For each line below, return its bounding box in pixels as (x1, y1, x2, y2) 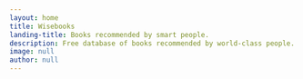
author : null (9, 55, 59, 64)
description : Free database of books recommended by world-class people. (9, 38, 296, 48)
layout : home (9, 13, 59, 23)
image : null (9, 47, 55, 56)
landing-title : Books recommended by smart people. (9, 30, 209, 39)
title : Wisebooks (9, 22, 76, 31)
